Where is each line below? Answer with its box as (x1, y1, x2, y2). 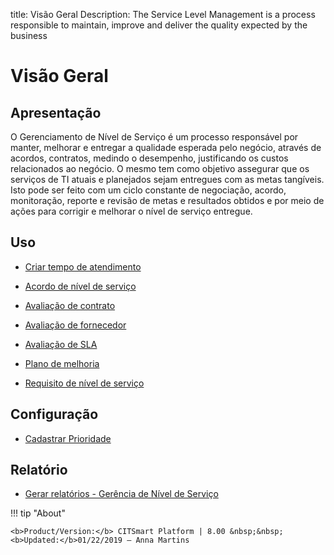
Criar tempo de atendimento (24, 260, 142, 273)
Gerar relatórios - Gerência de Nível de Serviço (24, 488, 219, 500)
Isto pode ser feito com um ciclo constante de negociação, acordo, (10, 184, 287, 196)
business (10, 30, 48, 41)
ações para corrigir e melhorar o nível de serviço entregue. (10, 205, 253, 217)
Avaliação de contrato (24, 299, 116, 311)
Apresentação (10, 104, 102, 121)
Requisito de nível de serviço (24, 377, 145, 389)
